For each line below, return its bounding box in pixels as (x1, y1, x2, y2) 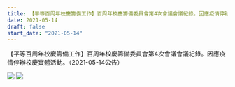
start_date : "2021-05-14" (7, 29, 83, 37)
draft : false (7, 23, 45, 30)
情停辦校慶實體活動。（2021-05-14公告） (7, 58, 124, 67)
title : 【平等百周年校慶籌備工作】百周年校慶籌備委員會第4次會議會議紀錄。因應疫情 (7, 10, 220, 17)
